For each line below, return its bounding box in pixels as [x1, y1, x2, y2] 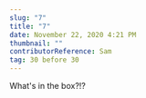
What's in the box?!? [9, 81, 87, 91]
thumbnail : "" [9, 38, 64, 48]
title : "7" [9, 22, 51, 31]
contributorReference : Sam [9, 47, 112, 56]
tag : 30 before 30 [9, 55, 79, 64]
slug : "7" [9, 13, 47, 23]
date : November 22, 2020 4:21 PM [9, 30, 137, 39]
